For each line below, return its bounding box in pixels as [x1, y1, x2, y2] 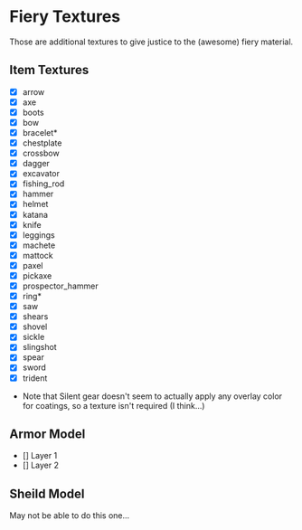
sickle [22, 332, 45, 343]
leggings [22, 229, 56, 241]
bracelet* [22, 128, 58, 137]
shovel [22, 321, 48, 332]
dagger [22, 158, 50, 169]
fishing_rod [22, 178, 65, 189]
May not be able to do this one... [9, 510, 130, 521]
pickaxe [22, 270, 52, 281]
